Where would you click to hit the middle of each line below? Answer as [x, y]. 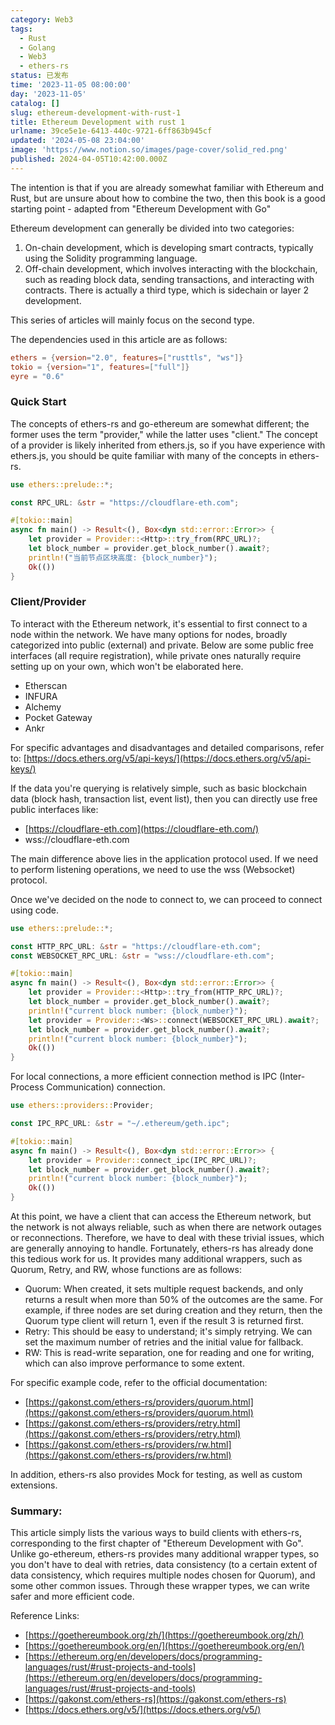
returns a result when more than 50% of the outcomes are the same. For [174, 1300]
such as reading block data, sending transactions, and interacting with [169, 279]
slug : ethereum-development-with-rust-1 [96, 112]
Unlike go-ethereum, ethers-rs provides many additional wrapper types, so [165, 1554]
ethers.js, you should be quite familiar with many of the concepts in [148, 455]
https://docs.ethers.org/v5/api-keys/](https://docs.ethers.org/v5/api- [169, 758]
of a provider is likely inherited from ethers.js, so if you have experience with [168, 445]
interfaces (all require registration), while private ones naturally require [156, 655]
